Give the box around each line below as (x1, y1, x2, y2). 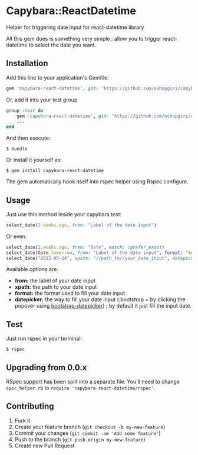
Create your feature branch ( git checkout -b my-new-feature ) (14, 423, 166, 430)
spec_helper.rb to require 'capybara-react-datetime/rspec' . (6, 384, 156, 391)
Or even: (6, 233, 27, 240)
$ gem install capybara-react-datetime (6, 168, 104, 174)
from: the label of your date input (14, 277, 96, 284)
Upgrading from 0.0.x (6, 362, 87, 372)
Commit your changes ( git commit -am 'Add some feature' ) (14, 429, 161, 437)
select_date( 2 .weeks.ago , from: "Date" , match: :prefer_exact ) (6, 244, 165, 250)
